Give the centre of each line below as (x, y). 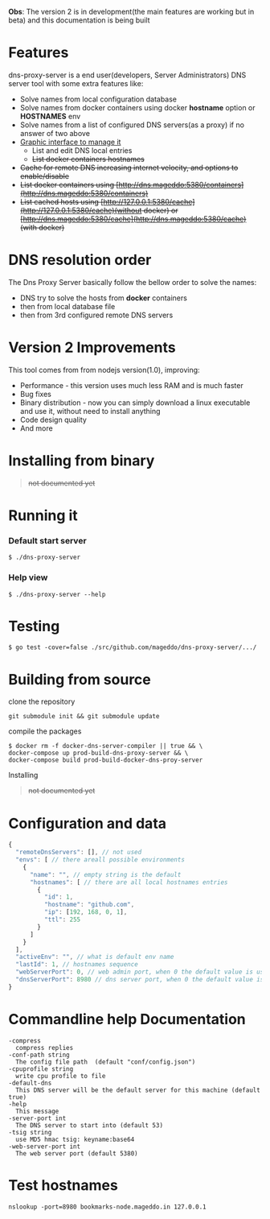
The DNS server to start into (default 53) (89, 1125)
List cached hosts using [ (61, 201)
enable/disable (45, 176)
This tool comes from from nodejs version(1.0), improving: (104, 370)
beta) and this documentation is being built (79, 20)
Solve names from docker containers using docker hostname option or (137, 107)
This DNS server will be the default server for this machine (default (138, 1090)
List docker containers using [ (69, 184)
